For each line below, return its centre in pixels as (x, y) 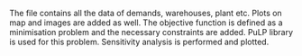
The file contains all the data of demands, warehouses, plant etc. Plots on (146, 13)
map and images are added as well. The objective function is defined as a (146, 23)
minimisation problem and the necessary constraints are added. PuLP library (151, 32)
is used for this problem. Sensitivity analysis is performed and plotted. (139, 42)
